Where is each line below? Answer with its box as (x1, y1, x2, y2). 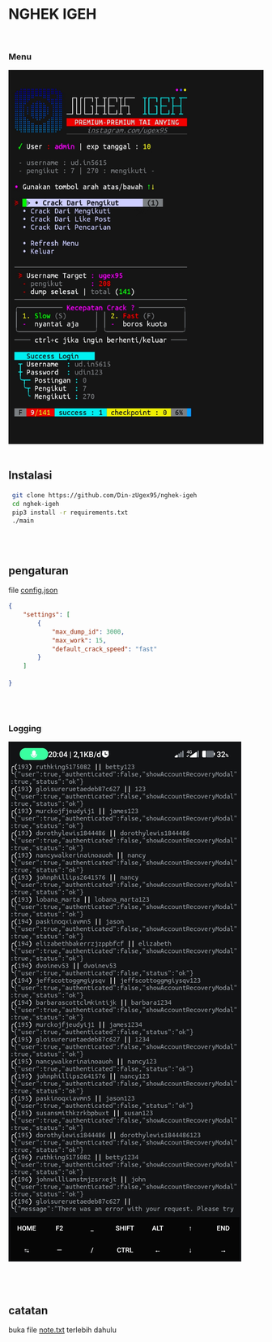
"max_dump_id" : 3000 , (51, 627, 125, 636)
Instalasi (8, 469, 53, 483)
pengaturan (8, 564, 69, 578)
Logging (8, 722, 42, 734)
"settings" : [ (23, 611, 70, 619)
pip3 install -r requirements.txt (11, 509, 129, 517)
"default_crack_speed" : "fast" (51, 645, 158, 653)
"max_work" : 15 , (51, 636, 107, 644)
